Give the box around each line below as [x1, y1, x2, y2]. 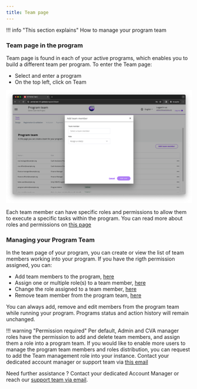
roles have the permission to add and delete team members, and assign [6, 334, 180, 341]
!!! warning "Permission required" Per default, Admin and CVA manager [6, 327, 179, 334]
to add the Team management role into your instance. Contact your [6, 352, 169, 360]
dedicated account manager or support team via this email [6, 358, 149, 365]
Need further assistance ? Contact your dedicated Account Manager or [6, 370, 179, 377]
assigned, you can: [6, 262, 52, 269]
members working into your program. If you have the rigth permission [6, 255, 175, 262]
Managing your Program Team [6, 236, 95, 244]
